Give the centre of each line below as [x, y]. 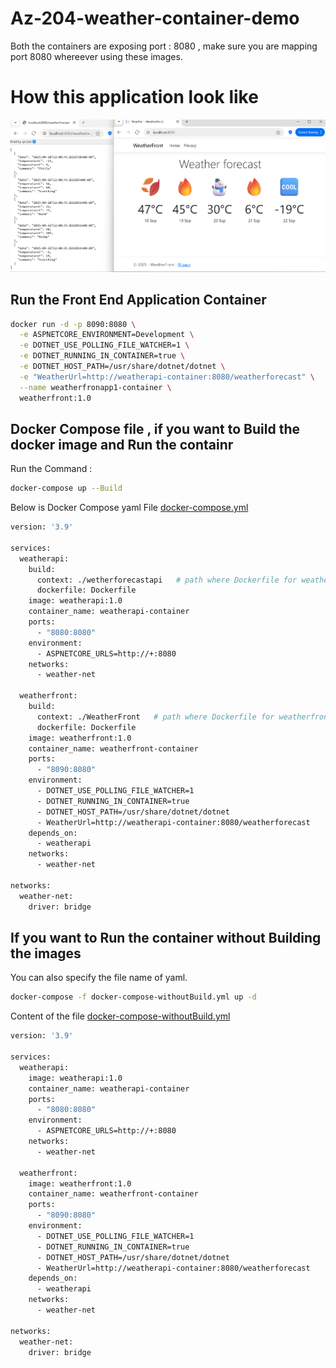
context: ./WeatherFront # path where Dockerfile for [155, 717]
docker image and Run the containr [122, 444]
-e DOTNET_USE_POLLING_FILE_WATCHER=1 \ [104, 345]
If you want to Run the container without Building [166, 938]
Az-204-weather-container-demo [155, 18]
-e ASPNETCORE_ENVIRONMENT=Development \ [107, 335]
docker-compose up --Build [66, 488]
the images [46, 953]
